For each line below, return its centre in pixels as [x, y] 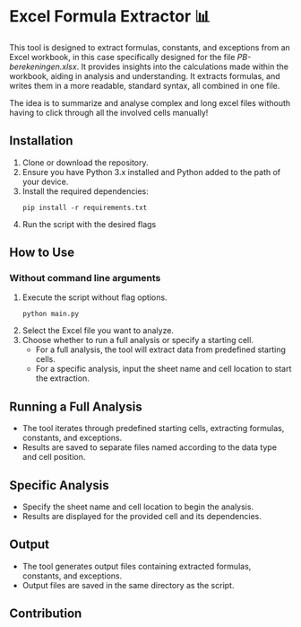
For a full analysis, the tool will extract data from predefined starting [161, 349]
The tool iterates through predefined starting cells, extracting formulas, [153, 428]
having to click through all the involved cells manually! [109, 112]
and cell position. [54, 457]
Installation [41, 141]
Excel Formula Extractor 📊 [110, 17]
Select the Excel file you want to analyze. [98, 331]
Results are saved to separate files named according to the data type [150, 447]
